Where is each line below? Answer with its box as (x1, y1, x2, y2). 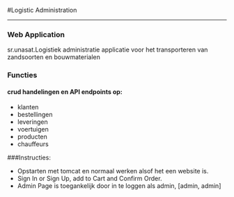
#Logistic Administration (7, 6, 77, 14)
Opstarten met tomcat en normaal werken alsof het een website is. (17, 167, 209, 175)
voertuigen (17, 125, 49, 134)
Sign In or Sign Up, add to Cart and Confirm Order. (17, 174, 162, 183)
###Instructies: (7, 153, 51, 162)
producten (17, 132, 47, 141)
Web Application (7, 29, 65, 39)
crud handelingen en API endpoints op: (7, 87, 123, 96)
